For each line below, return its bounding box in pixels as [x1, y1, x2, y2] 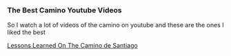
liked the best [7, 28, 46, 36]
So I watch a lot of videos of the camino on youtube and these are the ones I [7, 21, 224, 29]
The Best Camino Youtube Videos [7, 5, 122, 15]
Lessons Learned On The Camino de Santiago [7, 42, 138, 50]
